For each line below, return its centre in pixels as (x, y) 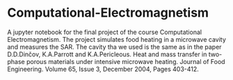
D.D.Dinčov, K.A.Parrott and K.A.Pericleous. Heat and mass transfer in (107, 54)
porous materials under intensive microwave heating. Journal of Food (126, 61)
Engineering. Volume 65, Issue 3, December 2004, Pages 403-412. (103, 69)
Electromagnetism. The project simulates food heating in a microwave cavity (116, 39)
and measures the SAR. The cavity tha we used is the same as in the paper (114, 47)
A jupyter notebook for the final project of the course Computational (105, 32)
